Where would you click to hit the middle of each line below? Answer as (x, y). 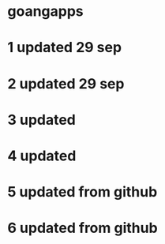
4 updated (42, 156)
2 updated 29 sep (66, 83)
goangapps (45, 11)
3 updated (42, 120)
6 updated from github (83, 228)
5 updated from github (82, 192)
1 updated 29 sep (65, 48)
